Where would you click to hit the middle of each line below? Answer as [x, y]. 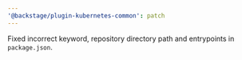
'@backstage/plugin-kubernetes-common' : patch [86, 16]
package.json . [30, 47]
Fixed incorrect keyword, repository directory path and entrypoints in [121, 38]
